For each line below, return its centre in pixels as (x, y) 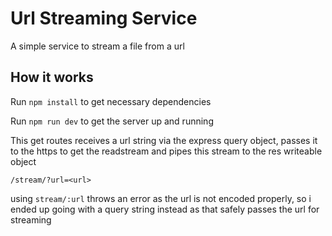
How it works (52, 77)
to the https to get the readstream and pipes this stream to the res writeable (166, 151)
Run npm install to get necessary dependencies (111, 101)
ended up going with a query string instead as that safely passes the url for (165, 209)
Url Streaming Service (104, 18)
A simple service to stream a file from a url (97, 46)
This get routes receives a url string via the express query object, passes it (164, 140)
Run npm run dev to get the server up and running (112, 121)
